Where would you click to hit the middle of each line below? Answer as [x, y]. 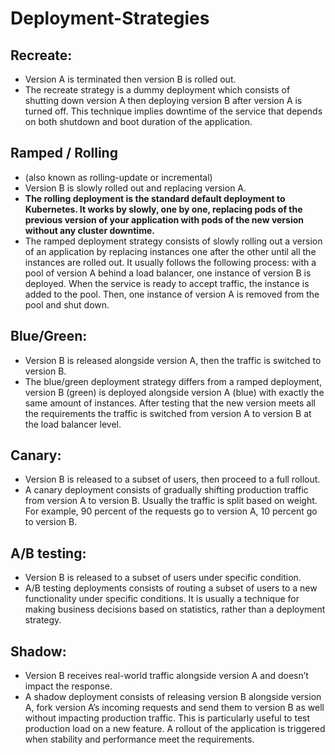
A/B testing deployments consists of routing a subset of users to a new [171, 588]
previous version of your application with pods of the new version [164, 219]
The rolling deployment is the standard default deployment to [155, 198]
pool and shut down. [67, 304]
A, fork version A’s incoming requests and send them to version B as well [174, 708]
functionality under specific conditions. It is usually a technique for [162, 599]
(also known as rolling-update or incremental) [118, 177]
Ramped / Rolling [64, 153]
